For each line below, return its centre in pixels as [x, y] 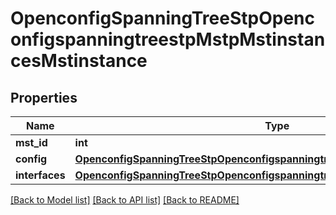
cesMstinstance [79, 61]
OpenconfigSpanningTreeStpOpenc [162, 18]
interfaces [40, 175]
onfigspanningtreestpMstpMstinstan [168, 39]
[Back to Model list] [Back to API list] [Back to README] [125, 200]
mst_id [31, 142]
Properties [44, 97]
